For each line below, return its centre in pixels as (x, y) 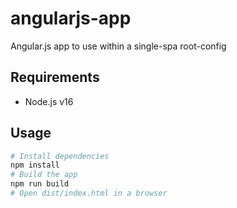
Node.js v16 (49, 101)
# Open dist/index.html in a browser (89, 193)
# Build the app (44, 175)
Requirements (55, 77)
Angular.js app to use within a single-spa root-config (118, 46)
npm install (35, 165)
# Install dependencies (60, 156)
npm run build (40, 184)
